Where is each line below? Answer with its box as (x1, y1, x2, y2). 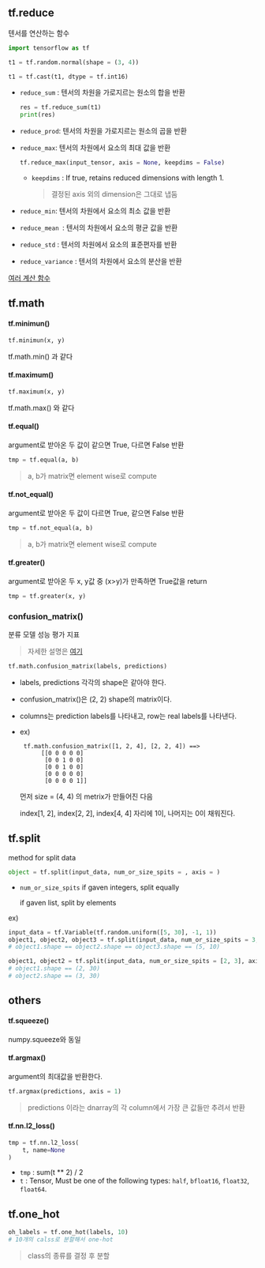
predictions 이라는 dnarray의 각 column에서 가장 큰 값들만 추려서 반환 (27, 1102, 246, 1112)
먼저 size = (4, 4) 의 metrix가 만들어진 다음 (19, 792, 154, 801)
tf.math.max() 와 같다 (8, 403, 75, 412)
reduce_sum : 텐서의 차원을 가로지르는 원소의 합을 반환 (19, 88, 185, 97)
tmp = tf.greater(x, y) (8, 592, 87, 600)
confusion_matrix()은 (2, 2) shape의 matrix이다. (19, 694, 172, 704)
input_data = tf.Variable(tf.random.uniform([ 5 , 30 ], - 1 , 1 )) (8, 928, 217, 936)
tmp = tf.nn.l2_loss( (8, 1138, 80, 1146)
